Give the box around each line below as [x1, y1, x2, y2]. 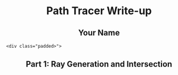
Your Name [78, 28, 120, 38]
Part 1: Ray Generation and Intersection [25, 59, 173, 69]
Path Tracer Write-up [46, 4, 152, 18]
